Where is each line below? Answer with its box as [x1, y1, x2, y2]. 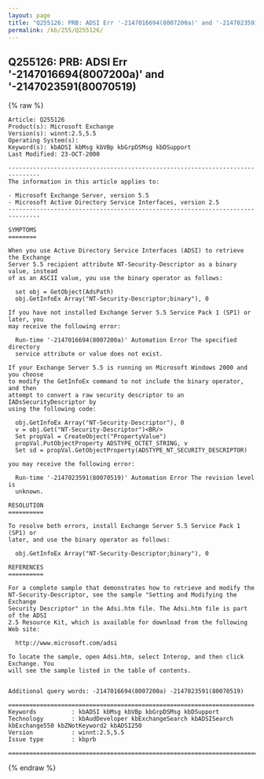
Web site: [8, 626, 41, 633]
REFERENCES [8, 563, 44, 571]
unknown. [15, 488, 44, 496]
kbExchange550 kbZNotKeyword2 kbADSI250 [8, 722, 143, 730]
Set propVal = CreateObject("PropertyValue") [15, 433, 167, 441]
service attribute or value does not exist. [15, 350, 163, 358]
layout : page [8, 11, 51, 20]
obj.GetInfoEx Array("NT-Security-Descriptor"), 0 [15, 419, 185, 427]
